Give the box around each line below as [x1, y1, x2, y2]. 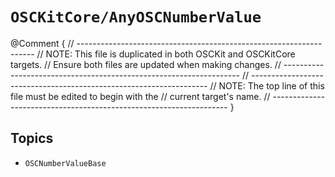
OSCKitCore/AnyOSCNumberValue [10, 8, 262, 27]
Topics [10, 130, 54, 147]
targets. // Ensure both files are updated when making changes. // [10, 58, 282, 70]
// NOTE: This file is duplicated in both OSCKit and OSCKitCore [36, 48, 296, 60]
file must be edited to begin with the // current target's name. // [10, 90, 271, 102]
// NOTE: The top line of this [209, 79, 325, 92]
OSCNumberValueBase [24, 158, 107, 168]
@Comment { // [10, 37, 75, 49]
